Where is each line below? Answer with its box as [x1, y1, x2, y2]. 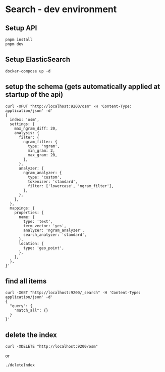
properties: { [14, 210, 44, 215]
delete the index [5, 330, 57, 339]
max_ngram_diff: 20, [14, 126, 58, 131]
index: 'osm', [10, 117, 39, 122]
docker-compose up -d [5, 68, 51, 74]
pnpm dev [5, 42, 24, 47]
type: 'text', [23, 219, 53, 224]
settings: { [10, 121, 35, 127]
